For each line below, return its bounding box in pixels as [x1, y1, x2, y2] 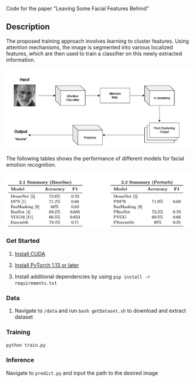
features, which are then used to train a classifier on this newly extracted [6, 50, 183, 57]
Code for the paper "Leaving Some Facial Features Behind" [6, 5, 150, 12]
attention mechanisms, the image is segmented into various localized [6, 43, 173, 50]
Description [6, 22, 50, 32]
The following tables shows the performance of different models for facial [6, 155, 185, 162]
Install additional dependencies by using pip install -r [14, 273, 151, 280]
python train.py [6, 343, 46, 349]
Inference [6, 356, 35, 364]
